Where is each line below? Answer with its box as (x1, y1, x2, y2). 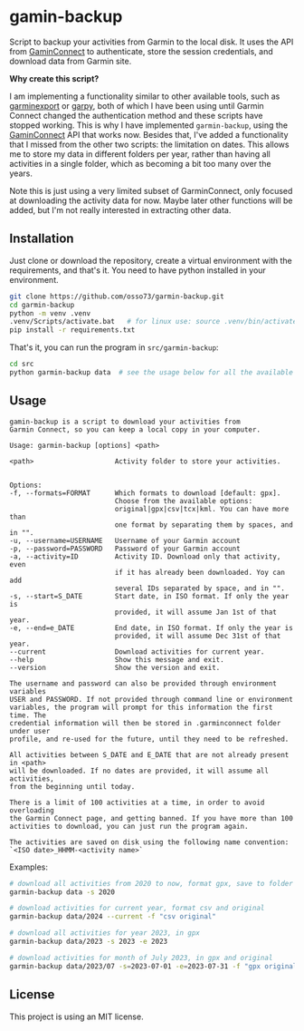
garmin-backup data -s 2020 (9, 887, 116, 897)
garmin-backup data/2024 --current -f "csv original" (9, 912, 217, 921)
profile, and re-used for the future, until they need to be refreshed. (9, 734, 290, 744)
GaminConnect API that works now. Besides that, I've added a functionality (9, 129, 289, 140)
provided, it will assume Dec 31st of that (114, 631, 281, 640)
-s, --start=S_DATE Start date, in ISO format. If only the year (9, 591, 290, 600)
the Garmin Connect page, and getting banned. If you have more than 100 (9, 813, 294, 822)
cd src (9, 360, 34, 369)
